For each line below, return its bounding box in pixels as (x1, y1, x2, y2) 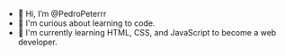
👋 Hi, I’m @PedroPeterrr (17, 9, 107, 19)
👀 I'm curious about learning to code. (17, 18, 156, 28)
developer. (17, 36, 58, 47)
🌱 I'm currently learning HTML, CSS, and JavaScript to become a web (17, 28, 277, 37)
